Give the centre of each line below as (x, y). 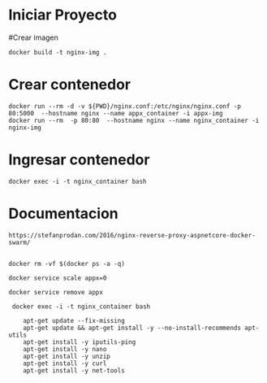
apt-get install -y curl (65, 363)
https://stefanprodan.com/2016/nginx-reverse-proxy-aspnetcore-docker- (132, 235)
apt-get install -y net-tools (74, 370)
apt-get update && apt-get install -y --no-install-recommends (132, 328)
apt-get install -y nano (65, 349)
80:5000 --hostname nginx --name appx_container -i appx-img (116, 113)
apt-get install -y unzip (67, 356)
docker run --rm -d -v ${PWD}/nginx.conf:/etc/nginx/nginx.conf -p (125, 106)
